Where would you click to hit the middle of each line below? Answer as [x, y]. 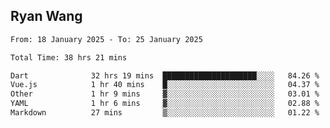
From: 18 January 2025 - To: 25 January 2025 [106, 39]
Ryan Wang [46, 16]
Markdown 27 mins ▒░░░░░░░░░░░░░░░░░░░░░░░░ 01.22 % [165, 113]
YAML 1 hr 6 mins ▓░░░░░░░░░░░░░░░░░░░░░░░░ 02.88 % [165, 104]
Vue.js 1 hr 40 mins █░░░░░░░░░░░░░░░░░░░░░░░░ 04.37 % [165, 85]
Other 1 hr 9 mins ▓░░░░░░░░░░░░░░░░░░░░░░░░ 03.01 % [165, 94]
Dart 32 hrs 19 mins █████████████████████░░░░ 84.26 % [165, 75]
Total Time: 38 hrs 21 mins [69, 57]
